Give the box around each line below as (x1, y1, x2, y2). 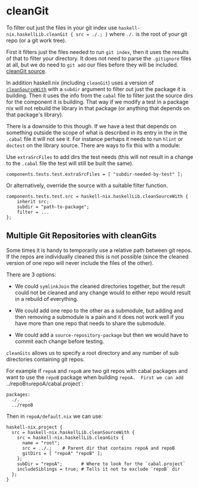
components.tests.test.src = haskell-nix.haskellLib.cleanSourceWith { (6, 193, 188, 199)
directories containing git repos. (6, 356, 85, 363)
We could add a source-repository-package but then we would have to (14, 331, 189, 338)
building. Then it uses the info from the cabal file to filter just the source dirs (6, 92, 193, 99)
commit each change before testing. (14, 338, 105, 345)
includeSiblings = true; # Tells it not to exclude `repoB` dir (17, 466, 180, 472)
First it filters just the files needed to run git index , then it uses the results (6, 48, 189, 55)
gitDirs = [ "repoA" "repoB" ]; (22, 450, 103, 456)
